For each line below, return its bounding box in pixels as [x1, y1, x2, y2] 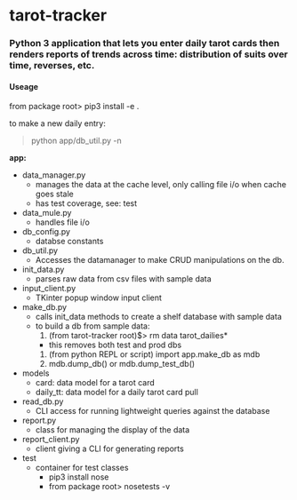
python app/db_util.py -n [30, 135, 122, 147]
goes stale [35, 188, 74, 200]
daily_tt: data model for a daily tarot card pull [35, 387, 198, 398]
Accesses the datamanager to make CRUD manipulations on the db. [35, 255, 285, 266]
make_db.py [21, 302, 68, 313]
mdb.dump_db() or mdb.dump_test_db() [48, 359, 196, 369]
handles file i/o [35, 217, 91, 227]
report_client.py [21, 434, 80, 445]
